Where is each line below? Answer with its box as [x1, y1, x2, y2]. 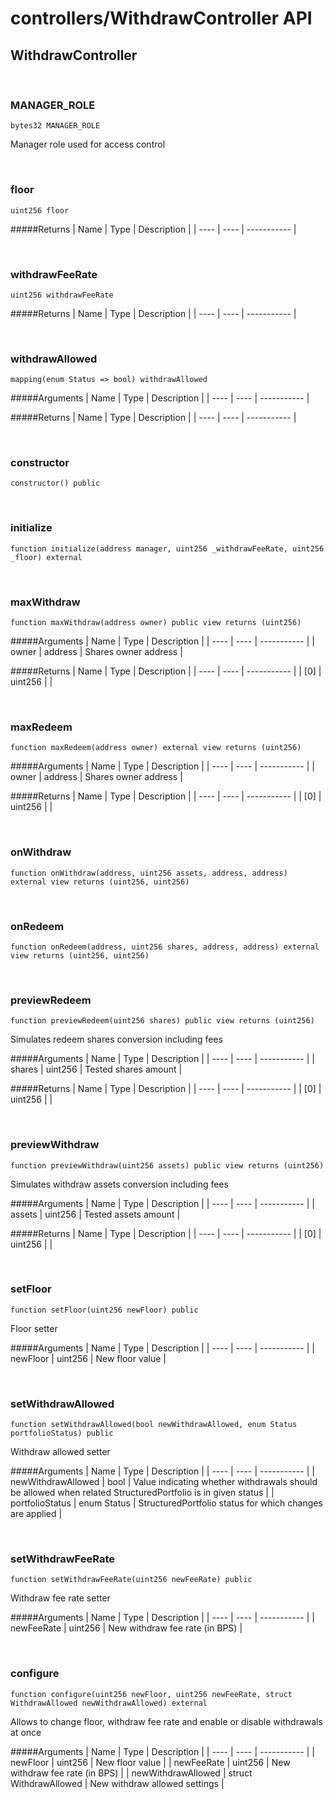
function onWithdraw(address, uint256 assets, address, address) [10, 868, 288, 878]
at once [10, 1726, 42, 1738]
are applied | [10, 1508, 63, 1520]
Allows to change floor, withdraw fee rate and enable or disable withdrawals [10, 1715, 323, 1727]
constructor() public [10, 478, 101, 489]
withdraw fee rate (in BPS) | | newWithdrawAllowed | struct [10, 1767, 253, 1779]
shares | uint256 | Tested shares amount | [10, 1063, 183, 1076]
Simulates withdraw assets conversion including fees [10, 1178, 229, 1190]
